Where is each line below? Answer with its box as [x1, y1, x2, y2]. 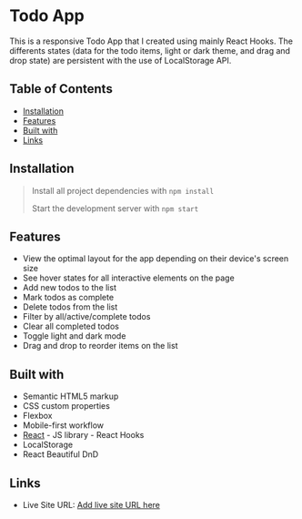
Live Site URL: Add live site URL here [22, 500, 161, 510]
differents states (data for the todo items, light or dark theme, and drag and [9, 45, 291, 56]
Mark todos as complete [22, 292, 115, 303]
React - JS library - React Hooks [22, 430, 145, 441]
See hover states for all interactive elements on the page [22, 272, 235, 283]
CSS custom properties [22, 401, 111, 412]
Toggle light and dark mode [22, 331, 126, 341]
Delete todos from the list [22, 301, 118, 312]
